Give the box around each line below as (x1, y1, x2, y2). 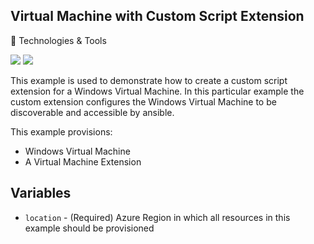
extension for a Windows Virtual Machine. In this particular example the (10, 85, 305, 97)
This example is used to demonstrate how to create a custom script (10, 74, 288, 86)
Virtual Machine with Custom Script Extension (10, 8, 305, 25)
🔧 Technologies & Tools (10, 34, 107, 46)
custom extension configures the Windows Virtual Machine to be (10, 95, 277, 108)
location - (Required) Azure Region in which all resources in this (24, 211, 291, 223)
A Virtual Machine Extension (24, 155, 142, 168)
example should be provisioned (24, 222, 155, 234)
